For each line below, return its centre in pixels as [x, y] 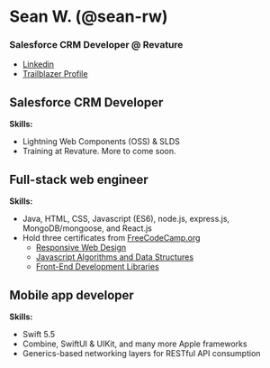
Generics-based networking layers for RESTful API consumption [141, 353]
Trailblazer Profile [55, 74]
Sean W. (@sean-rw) [89, 17]
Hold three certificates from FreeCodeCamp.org [111, 238]
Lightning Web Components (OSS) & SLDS [101, 142]
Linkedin [38, 64]
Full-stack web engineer [79, 179]
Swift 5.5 [39, 334]
